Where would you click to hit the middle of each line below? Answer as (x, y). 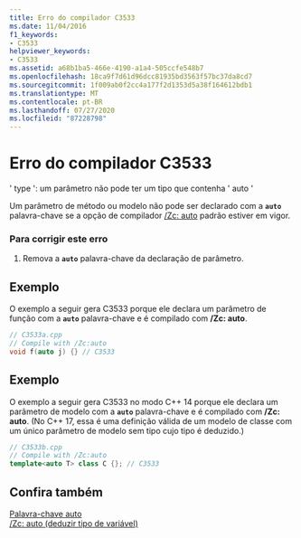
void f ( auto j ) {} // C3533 (62, 352)
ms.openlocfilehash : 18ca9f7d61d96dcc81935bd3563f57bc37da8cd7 (131, 77)
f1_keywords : (34, 34)
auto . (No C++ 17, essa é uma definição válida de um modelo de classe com (150, 420)
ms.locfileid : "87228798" (58, 118)
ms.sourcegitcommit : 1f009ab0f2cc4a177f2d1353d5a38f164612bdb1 (131, 85)
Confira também (56, 492)
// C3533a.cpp (36, 335)
